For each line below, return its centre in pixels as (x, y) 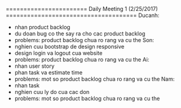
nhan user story (35, 66)
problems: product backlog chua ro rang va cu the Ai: (82, 59)
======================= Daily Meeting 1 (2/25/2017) (82, 9)
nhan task (27, 85)
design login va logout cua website (58, 53)
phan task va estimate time (49, 72)
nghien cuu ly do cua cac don (52, 92)
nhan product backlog (42, 27)
